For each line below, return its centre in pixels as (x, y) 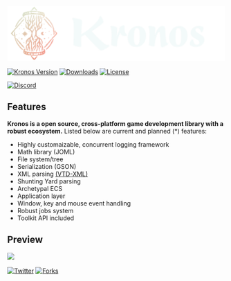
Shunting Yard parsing (49, 181)
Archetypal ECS (40, 188)
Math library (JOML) (46, 152)
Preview (25, 240)
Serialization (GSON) (47, 166)
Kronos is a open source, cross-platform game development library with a (115, 123)
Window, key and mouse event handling (74, 203)
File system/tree (40, 159)
